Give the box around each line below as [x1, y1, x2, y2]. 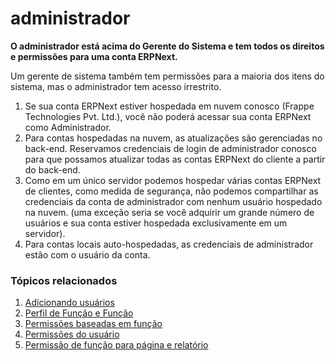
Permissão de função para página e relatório [24, 339, 209, 351]
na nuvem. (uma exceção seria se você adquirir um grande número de [24, 206, 315, 218]
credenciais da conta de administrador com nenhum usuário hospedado [24, 195, 323, 207]
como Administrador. [24, 121, 112, 133]
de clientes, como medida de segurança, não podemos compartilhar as [24, 185, 319, 197]
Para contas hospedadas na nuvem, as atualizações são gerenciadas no [24, 132, 323, 144]
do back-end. [24, 163, 81, 176]
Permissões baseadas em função [24, 318, 163, 330]
